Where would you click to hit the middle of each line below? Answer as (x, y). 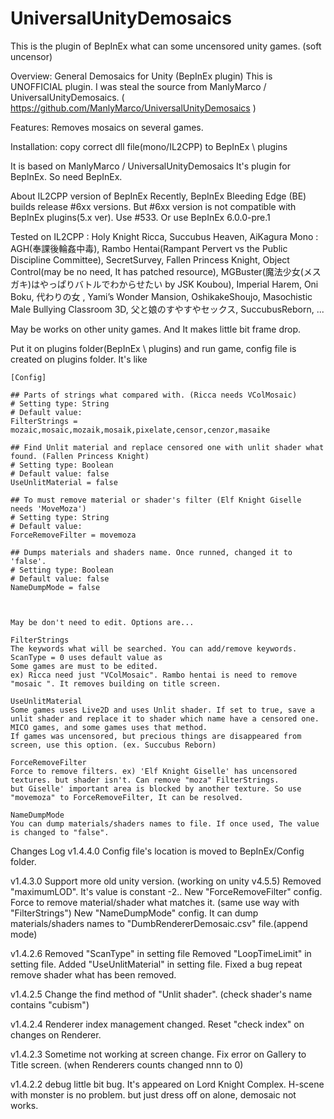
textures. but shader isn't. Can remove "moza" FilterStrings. (145, 780)
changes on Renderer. (56, 1034)
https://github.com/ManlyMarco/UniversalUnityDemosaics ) (133, 108)
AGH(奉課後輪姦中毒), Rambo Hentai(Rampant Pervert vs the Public (149, 248)
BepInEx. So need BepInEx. (66, 176)
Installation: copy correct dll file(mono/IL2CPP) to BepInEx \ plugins (149, 146)
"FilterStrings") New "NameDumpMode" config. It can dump (134, 913)
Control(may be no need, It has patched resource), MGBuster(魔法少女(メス (166, 271)
